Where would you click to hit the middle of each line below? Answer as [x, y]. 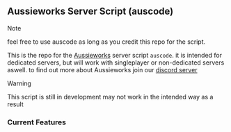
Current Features [37, 122]
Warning [19, 83]
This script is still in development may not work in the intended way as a [110, 97]
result [16, 104]
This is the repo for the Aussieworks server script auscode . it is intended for [115, 55]
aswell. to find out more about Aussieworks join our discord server [102, 69]
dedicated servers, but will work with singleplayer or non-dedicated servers [116, 63]
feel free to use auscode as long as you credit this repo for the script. [106, 42]
